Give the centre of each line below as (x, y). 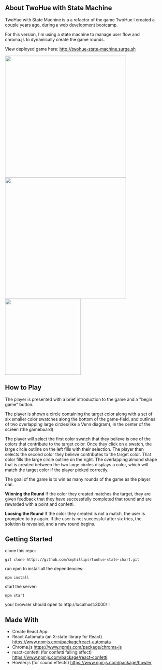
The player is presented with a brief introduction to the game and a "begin (79, 399)
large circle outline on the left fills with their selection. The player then (74, 449)
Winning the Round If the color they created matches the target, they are (78, 494)
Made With (22, 620)
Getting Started (29, 539)
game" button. (19, 404)
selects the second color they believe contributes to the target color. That (78, 454)
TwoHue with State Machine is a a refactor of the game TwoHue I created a (80, 19)
